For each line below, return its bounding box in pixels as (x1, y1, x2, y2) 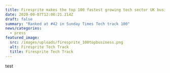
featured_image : (5, 35, 39, 40)
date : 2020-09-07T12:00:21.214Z (5, 12, 73, 17)
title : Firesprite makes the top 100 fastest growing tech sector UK (5, 7, 155, 12)
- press (10, 30, 26, 35)
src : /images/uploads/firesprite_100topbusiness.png (10, 40, 123, 45)
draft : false (5, 16, 33, 21)
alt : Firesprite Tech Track (10, 44, 69, 49)
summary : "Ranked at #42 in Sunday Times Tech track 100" (5, 21, 130, 26)
